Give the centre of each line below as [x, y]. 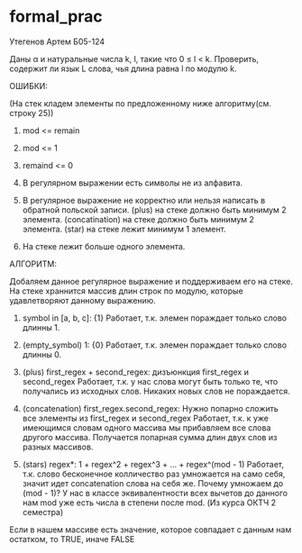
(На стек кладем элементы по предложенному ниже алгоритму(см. [141, 103]
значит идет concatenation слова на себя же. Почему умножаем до [153, 483]
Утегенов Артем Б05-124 [57, 41]
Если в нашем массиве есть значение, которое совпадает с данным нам [151, 530]
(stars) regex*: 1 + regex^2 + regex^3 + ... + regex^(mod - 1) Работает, [153, 464]
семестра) [43, 512]
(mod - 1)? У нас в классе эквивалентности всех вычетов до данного [155, 493]
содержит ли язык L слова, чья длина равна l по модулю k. [123, 68]
